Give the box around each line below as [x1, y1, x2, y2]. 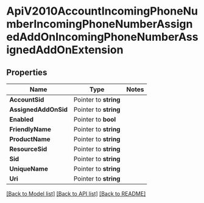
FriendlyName [9, 125, 52, 133]
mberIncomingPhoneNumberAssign [6, 17, 193, 31]
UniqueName [9, 165, 49, 173]
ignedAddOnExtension [6, 43, 124, 57]
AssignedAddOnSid [9, 105, 68, 114]
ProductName [9, 135, 51, 143]
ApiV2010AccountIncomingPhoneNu [6, 4, 198, 18]
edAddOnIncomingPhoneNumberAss [6, 30, 199, 44]
